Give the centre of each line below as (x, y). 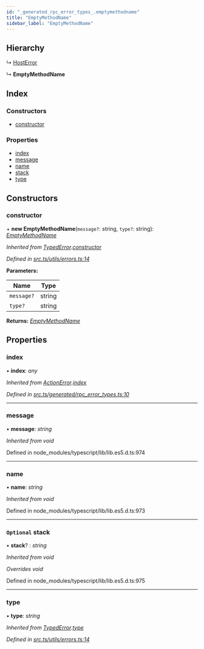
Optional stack (28, 532)
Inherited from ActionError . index (46, 382)
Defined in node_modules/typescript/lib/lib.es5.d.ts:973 (76, 511)
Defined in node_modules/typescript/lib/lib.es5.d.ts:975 (76, 581)
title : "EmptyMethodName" (39, 18)
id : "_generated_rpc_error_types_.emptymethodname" (73, 12)
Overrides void (25, 569)
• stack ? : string (27, 546)
